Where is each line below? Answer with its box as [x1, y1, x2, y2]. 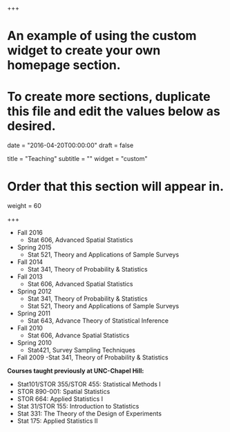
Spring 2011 [17, 309, 50, 318]
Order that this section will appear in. [7, 179, 224, 194]
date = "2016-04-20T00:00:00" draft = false [7, 141, 134, 149]
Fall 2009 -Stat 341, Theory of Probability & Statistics [17, 353, 169, 361]
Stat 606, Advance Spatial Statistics [27, 331, 130, 339]
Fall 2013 [17, 272, 44, 281]
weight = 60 [7, 202, 41, 210]
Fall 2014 [17, 258, 44, 266]
